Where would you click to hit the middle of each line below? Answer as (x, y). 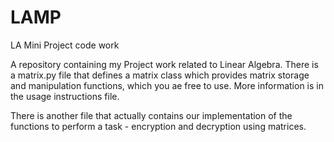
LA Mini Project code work (65, 45)
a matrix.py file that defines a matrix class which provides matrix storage (160, 75)
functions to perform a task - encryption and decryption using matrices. (158, 126)
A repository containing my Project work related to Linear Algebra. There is (164, 64)
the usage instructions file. (65, 96)
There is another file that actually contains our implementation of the (151, 115)
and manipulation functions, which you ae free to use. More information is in (167, 85)
